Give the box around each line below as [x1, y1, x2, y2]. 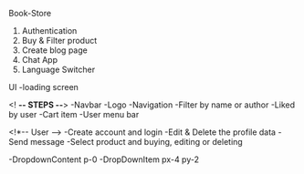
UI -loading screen [8, 82, 79, 92]
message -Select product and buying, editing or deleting [29, 137, 243, 147]
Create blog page [21, 45, 88, 56]
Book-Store [8, 8, 52, 18]
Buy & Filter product [21, 36, 98, 46]
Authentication [21, 26, 78, 36]
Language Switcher [21, 64, 96, 75]
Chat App [21, 55, 58, 65]
